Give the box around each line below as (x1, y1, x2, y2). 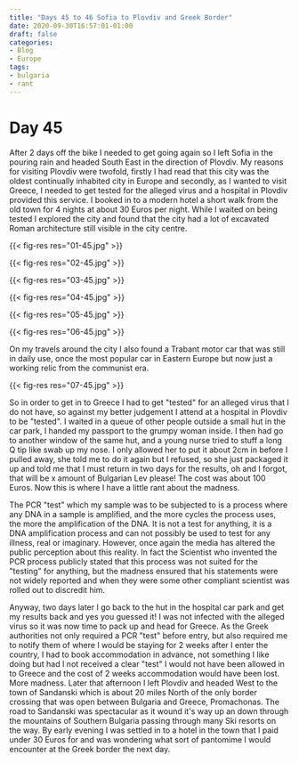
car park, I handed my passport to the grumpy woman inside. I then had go (9, 425, 284, 436)
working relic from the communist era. (9, 362, 149, 373)
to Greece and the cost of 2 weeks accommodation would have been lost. (9, 668, 280, 678)
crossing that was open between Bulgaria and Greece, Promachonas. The (9, 696, 280, 707)
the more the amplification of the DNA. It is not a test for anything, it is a (9, 518, 272, 529)
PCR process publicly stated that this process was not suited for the (9, 556, 258, 566)
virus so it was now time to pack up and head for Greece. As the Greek (9, 621, 269, 631)
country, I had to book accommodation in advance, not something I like (9, 649, 270, 660)
